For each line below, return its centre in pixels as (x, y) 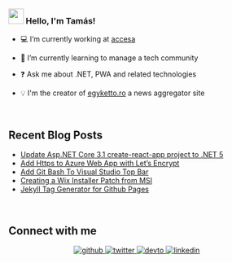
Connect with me (53, 231)
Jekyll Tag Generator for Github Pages (84, 189)
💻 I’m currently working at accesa (78, 39)
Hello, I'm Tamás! (61, 20)
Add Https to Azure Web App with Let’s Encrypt (100, 164)
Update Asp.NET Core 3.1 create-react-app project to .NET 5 (122, 155)
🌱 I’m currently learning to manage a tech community (109, 58)
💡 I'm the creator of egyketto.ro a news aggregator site (112, 93)
